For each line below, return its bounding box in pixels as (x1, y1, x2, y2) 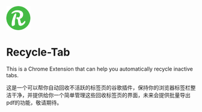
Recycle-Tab (6, 46, 70, 59)
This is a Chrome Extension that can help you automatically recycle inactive (6, 65, 194, 72)
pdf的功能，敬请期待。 (6, 99, 63, 106)
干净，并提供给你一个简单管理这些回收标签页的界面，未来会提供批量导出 (11, 91, 191, 98)
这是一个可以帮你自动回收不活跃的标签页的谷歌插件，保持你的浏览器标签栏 (6, 84, 191, 91)
